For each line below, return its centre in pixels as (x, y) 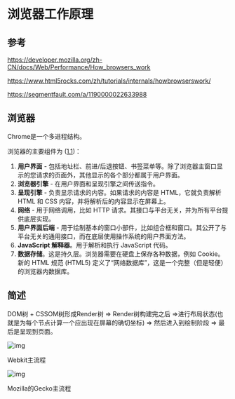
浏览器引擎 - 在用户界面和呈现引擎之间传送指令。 (88, 184)
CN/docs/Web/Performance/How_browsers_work (79, 67)
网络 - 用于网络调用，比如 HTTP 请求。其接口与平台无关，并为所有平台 (120, 210)
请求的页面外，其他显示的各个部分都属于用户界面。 (110, 175)
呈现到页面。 (38, 331)
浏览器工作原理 (51, 14)
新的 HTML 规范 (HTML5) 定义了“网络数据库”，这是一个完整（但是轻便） (122, 262)
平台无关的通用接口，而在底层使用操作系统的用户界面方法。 (103, 236)
